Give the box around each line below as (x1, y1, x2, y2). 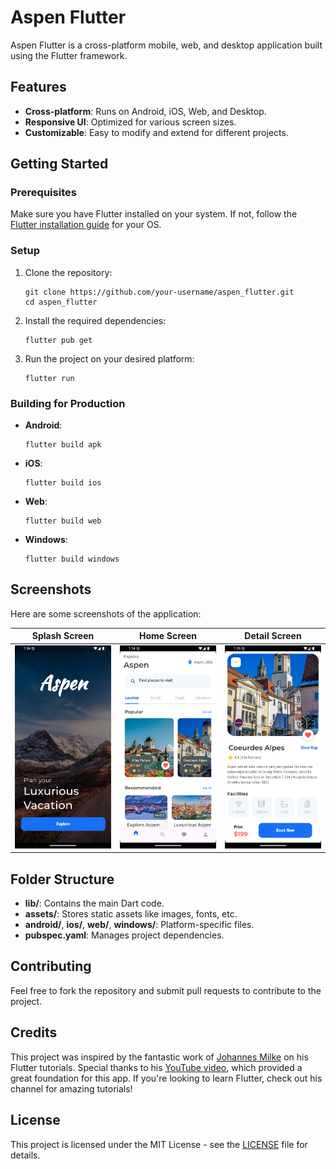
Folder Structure (10, 871, 115, 888)
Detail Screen (244, 630, 302, 642)
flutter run (24, 373, 75, 383)
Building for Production (10, 396, 126, 410)
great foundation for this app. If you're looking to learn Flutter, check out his (10, 1072, 323, 1084)
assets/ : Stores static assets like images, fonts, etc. (24, 908, 238, 920)
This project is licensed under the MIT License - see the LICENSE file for (10, 1138, 308, 1150)
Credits (10, 1024, 58, 1041)
